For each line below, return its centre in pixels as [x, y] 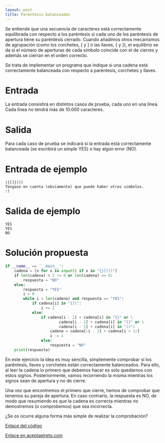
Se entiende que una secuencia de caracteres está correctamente [73, 28]
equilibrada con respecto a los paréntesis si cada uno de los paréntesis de [82, 34]
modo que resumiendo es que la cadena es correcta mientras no [72, 401]
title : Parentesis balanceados [38, 14]
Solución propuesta [47, 253]
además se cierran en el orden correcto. [47, 55]
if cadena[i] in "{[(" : [56, 303]
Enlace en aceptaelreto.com [34, 435]
